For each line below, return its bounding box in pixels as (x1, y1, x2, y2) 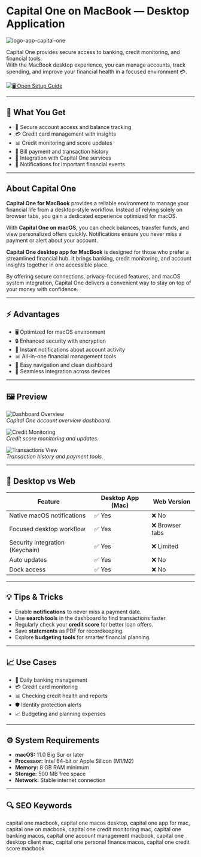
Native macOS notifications (9, 511, 86, 520)
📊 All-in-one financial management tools (14, 353, 117, 360)
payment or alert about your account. (6, 236, 98, 244)
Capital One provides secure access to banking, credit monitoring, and (6, 48, 181, 55)
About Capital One (6, 184, 77, 194)
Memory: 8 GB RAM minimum (14, 764, 90, 771)
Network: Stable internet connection (14, 777, 106, 784)
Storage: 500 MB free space (14, 770, 86, 778)
